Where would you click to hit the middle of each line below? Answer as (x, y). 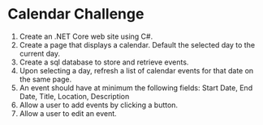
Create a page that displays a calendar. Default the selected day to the (137, 44)
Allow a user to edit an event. (68, 113)
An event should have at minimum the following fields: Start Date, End (136, 87)
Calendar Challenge (76, 14)
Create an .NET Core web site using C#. (86, 36)
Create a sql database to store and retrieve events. (104, 62)
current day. (40, 53)
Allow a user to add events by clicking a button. (99, 105)
